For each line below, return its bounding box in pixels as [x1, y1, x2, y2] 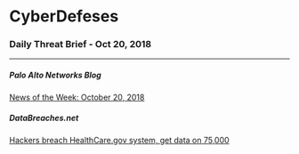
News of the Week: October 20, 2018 [9, 92, 145, 103]
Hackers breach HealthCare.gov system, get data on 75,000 [9, 135, 230, 146]
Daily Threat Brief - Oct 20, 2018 [9, 38, 152, 51]
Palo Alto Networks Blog [9, 69, 102, 81]
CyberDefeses [9, 6, 119, 27]
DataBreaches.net [9, 113, 79, 124]
